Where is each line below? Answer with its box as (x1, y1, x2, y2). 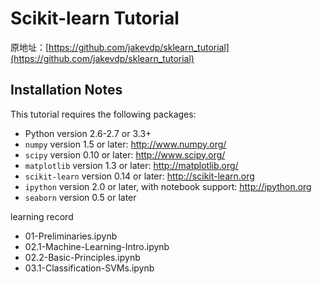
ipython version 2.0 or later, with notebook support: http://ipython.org (24, 180, 312, 192)
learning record (10, 210, 74, 222)
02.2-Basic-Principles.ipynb (24, 251, 141, 263)
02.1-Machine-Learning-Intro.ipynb (24, 240, 170, 252)
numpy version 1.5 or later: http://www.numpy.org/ (24, 138, 227, 150)
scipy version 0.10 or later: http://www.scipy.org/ (24, 148, 226, 161)
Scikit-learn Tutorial (10, 7, 180, 30)
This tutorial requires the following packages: (10, 108, 197, 120)
